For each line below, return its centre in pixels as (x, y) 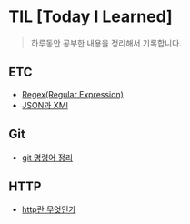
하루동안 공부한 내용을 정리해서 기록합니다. (106, 43)
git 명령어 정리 (47, 158)
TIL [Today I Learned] (91, 17)
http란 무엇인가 (49, 209)
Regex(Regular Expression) (73, 94)
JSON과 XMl (45, 105)
